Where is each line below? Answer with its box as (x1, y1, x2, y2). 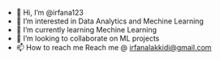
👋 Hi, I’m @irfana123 (15, 8, 84, 17)
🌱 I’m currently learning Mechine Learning (15, 25, 157, 34)
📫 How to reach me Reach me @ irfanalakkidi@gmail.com (15, 43, 212, 52)
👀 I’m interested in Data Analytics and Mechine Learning (15, 16, 205, 26)
